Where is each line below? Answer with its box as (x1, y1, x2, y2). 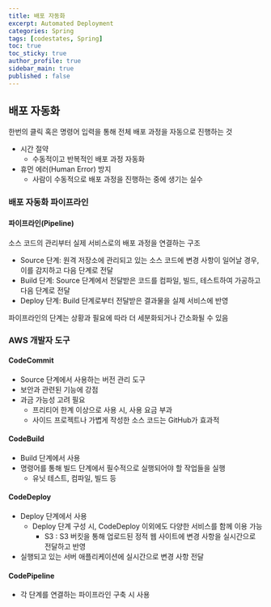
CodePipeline (8, 571, 55, 580)
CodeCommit (8, 355, 54, 365)
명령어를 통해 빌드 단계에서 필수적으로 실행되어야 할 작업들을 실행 (19, 463, 226, 473)
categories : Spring (8, 27, 74, 35)
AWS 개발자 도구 (8, 335, 70, 346)
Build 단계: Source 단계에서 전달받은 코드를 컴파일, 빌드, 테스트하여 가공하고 (19, 275, 261, 285)
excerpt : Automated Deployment (8, 19, 114, 28)
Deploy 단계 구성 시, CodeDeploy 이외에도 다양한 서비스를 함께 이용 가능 (32, 521, 263, 531)
